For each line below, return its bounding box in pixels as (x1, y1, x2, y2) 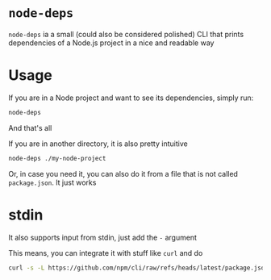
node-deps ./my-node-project (8, 154, 106, 162)
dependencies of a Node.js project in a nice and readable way (8, 38, 215, 48)
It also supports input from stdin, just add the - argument (8, 232, 198, 242)
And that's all (8, 123, 52, 132)
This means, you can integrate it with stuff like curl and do (8, 248, 203, 257)
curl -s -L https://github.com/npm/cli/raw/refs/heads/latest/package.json (8, 264, 269, 272)
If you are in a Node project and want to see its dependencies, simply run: (8, 93, 254, 102)
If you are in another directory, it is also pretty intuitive (8, 139, 188, 148)
